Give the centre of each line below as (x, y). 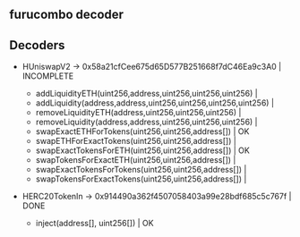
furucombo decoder (66, 15)
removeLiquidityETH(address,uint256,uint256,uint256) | (138, 113)
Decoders (37, 45)
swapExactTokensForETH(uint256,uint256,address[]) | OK (143, 150)
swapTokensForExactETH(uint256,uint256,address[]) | (136, 160)
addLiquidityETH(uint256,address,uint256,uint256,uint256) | (146, 94)
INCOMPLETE (48, 76)
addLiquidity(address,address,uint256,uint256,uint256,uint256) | (155, 103)
